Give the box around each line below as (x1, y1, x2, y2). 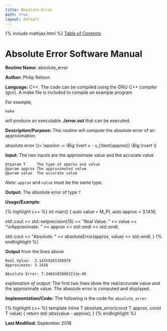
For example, (5, 99, 33, 105)
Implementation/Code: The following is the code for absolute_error (5, 295, 147, 301)
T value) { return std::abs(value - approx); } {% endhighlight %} (5, 310, 137, 316)
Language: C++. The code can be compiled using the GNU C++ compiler (5, 84, 157, 90)
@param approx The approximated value (5, 166, 87, 171)
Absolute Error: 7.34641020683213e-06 (5, 272, 87, 277)
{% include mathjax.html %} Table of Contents (5, 31, 102, 37)
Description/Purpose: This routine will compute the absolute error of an (5, 128, 155, 134)
